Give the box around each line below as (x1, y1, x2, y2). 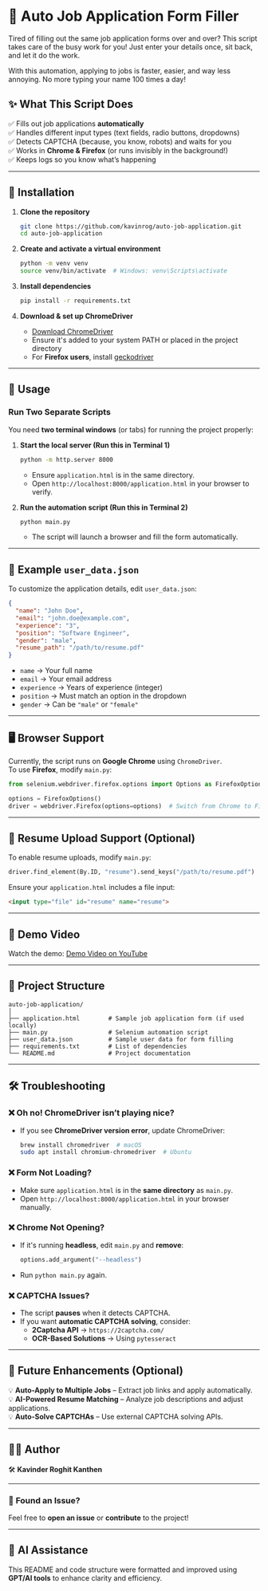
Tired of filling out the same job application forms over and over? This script (8, 33, 258, 43)
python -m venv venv (19, 259, 89, 268)
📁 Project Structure (8, 979, 105, 993)
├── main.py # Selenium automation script (8, 1028, 209, 1036)
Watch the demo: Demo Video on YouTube (8, 949, 148, 958)
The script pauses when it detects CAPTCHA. (19, 1308, 171, 1318)
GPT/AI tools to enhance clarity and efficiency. (8, 1573, 163, 1582)
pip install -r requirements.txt (19, 297, 132, 305)
